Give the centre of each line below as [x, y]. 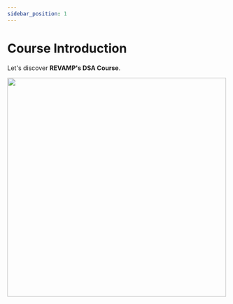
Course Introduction [67, 48]
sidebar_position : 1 [37, 14]
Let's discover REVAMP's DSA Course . [64, 68]
